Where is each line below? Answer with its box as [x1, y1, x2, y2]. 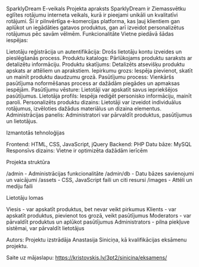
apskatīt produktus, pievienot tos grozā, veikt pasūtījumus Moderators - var [6, 212, 192, 219]
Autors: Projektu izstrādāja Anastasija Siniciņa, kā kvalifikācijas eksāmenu [6, 236, 187, 243]
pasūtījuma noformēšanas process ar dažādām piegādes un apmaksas [6, 80, 180, 87]
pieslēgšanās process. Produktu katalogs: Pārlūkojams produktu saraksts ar [6, 55, 192, 61]
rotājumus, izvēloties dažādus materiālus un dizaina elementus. [6, 105, 162, 112]
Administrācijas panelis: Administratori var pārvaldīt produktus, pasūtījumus [6, 111, 192, 118]
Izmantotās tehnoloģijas [6, 129, 65, 136]
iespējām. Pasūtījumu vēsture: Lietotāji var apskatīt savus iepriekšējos [6, 86, 178, 93]
